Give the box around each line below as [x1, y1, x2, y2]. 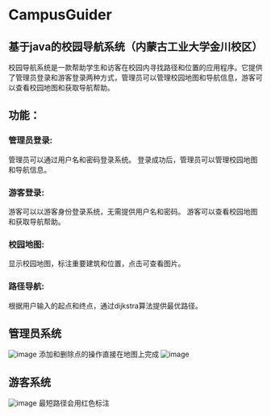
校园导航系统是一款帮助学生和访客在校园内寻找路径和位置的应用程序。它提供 [8, 63, 263, 72]
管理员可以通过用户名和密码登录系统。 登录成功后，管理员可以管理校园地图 [8, 155, 258, 164]
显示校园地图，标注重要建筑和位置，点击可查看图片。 [8, 259, 186, 268]
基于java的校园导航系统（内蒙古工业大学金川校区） [8, 40, 264, 53]
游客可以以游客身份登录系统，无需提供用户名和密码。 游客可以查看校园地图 [8, 206, 258, 216]
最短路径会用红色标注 [39, 398, 110, 408]
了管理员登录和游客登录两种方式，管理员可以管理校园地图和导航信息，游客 [8, 73, 256, 82]
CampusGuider [8, 6, 113, 24]
